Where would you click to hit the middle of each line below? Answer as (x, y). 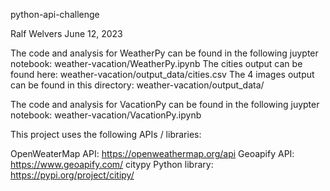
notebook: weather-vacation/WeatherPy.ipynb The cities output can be (156, 63)
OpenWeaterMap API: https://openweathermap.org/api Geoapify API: (152, 153)
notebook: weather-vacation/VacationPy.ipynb (106, 115)
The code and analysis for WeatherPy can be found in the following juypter (164, 53)
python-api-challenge (55, 14)
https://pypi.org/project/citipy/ (72, 175)
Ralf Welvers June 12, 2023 (66, 33)
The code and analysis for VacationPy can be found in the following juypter (165, 104)
